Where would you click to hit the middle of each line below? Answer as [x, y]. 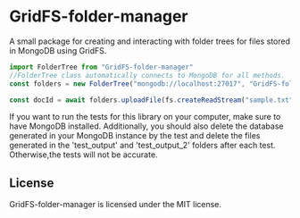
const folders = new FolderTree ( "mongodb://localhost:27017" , [127, 84]
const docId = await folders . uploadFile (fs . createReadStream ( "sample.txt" [151, 100]
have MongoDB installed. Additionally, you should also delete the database [146, 126]
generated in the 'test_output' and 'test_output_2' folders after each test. [142, 146]
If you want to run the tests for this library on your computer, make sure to [145, 117]
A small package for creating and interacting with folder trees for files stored [150, 41]
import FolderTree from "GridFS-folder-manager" [101, 67]
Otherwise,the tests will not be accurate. [83, 155]
